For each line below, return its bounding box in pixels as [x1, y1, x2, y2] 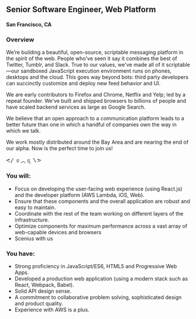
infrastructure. [14, 216, 50, 223]
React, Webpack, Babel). [14, 281, 74, 288]
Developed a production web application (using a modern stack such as [14, 275, 188, 282]
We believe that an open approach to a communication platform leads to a [6, 115, 184, 122]
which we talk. [6, 127, 41, 134]
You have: [6, 249, 35, 258]
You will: [6, 172, 31, 180]
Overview [6, 35, 35, 43]
